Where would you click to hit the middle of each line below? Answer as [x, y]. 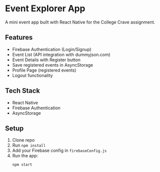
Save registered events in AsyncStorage [53, 65]
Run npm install [29, 146]
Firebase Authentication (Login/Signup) [52, 49]
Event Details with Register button [46, 60]
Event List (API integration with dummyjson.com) [61, 54]
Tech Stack [23, 91]
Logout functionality [32, 75]
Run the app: [25, 156]
